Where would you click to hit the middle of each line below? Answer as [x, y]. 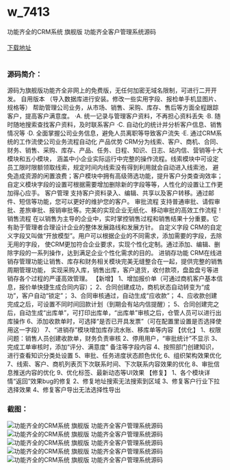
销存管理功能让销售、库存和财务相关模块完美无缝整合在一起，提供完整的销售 [115, 261]
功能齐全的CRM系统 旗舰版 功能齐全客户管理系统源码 [81, 31]
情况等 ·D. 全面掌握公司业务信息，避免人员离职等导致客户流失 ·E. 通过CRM [112, 133]
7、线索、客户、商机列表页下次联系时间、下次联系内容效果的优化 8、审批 [111, 364]
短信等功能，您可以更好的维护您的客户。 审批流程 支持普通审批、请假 [116, 202]
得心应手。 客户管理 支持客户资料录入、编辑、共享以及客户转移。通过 [111, 193]
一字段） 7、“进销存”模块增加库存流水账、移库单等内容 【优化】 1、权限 [120, 330]
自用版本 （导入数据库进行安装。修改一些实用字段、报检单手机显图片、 [120, 99]
